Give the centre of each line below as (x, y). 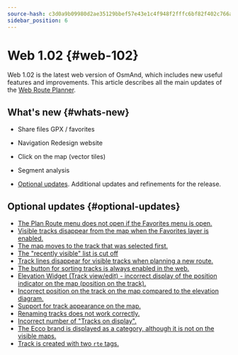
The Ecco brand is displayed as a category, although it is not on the (116, 329)
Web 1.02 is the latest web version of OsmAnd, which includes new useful (115, 75)
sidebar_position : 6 (38, 21)
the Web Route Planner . (42, 90)
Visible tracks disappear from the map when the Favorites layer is (113, 231)
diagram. (30, 298)
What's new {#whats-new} (68, 112)
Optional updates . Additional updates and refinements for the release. (119, 184)
